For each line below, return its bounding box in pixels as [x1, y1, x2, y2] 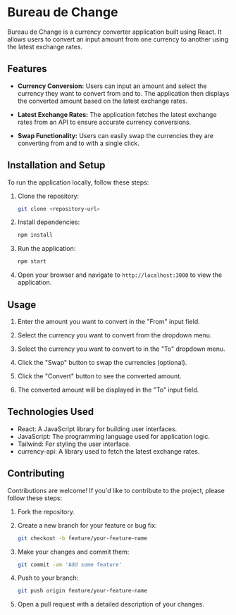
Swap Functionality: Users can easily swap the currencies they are [17, 131, 213, 139]
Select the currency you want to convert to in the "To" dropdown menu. [17, 344, 225, 353]
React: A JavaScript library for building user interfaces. [17, 424, 178, 433]
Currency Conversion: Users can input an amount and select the [17, 82, 207, 90]
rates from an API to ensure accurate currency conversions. [17, 118, 192, 126]
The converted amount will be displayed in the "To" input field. [17, 385, 199, 394]
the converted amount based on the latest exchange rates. [17, 97, 188, 105]
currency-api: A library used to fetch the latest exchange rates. [17, 447, 200, 455]
